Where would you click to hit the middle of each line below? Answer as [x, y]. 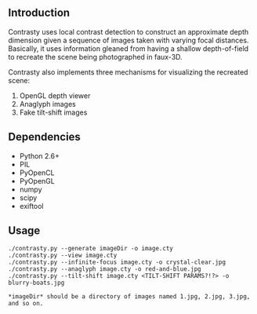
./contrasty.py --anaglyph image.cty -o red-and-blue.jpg [105, 269]
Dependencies [44, 137]
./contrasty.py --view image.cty [63, 256]
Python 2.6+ [40, 155]
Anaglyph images [47, 104]
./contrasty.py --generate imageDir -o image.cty [91, 249]
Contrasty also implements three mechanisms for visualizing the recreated [128, 72]
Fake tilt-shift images [53, 112]
